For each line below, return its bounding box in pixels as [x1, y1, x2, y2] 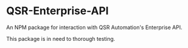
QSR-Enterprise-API [6, 4, 109, 18]
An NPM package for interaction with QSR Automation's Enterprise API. [6, 24, 183, 31]
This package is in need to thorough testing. [6, 35, 115, 42]
